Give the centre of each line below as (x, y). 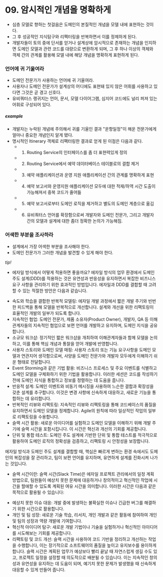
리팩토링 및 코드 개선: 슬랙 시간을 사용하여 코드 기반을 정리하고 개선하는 (80, 539)
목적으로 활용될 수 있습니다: (38, 492)
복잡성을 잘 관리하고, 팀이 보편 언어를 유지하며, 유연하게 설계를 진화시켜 (81, 457)
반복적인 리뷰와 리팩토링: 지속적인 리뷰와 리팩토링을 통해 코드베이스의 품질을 (84, 404)
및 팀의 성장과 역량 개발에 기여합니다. (47, 521)
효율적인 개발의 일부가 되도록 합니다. (46, 313)
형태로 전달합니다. (34, 362)
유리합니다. (41, 398)
